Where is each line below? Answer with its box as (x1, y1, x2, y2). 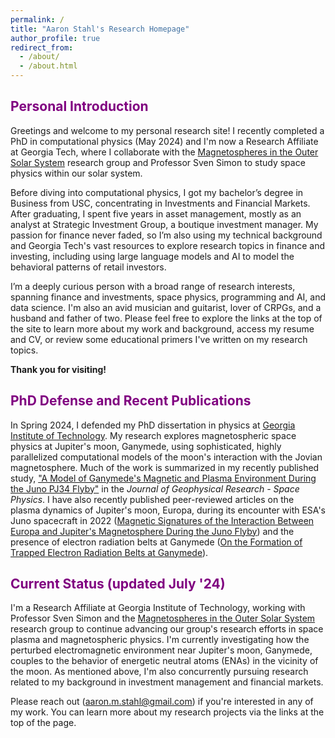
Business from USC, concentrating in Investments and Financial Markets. (10, 197, 311, 209)
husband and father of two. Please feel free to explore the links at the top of (10, 312, 323, 324)
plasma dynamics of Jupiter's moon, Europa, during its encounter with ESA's (10, 504, 326, 516)
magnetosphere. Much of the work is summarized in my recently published (10, 461, 320, 473)
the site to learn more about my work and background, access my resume (10, 322, 315, 335)
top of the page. (10, 717, 77, 729)
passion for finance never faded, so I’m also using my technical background (10, 229, 323, 241)
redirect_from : (10, 42, 74, 53)
